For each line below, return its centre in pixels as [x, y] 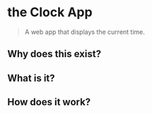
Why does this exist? [54, 54]
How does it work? [49, 102]
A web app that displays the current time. [84, 32]
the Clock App [50, 12]
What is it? [31, 78]
